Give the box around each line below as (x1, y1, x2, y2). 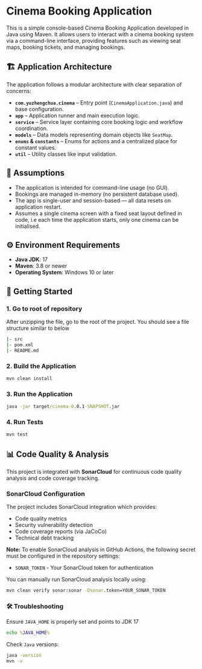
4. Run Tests (6, 418, 43, 426)
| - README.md (6, 347, 39, 354)
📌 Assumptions (6, 168, 65, 178)
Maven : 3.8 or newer (14, 262, 68, 270)
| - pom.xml (6, 341, 34, 348)
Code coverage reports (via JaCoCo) (14, 528, 107, 535)
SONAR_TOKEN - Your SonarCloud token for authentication (14, 564, 154, 572)
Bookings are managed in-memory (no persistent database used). (14, 190, 179, 198)
